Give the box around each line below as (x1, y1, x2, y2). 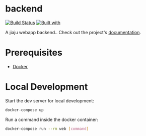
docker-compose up (5, 107, 44, 112)
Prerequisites (5, 47, 63, 58)
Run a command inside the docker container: (5, 116, 98, 122)
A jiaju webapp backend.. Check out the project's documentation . (5, 29, 141, 35)
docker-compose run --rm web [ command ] (5, 126, 89, 131)
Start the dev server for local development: (5, 97, 95, 103)
